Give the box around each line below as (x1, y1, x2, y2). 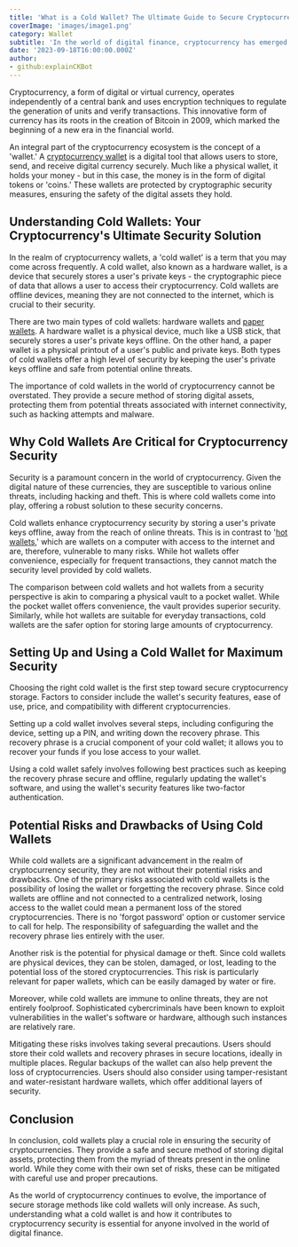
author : (9, 54, 38, 63)
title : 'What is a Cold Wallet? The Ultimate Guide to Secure (9, 12, 244, 22)
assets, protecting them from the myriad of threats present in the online (9, 1154, 271, 1165)
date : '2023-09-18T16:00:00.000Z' (9, 46, 137, 55)
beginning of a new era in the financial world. (9, 124, 175, 135)
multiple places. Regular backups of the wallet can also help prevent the (9, 1057, 273, 1069)
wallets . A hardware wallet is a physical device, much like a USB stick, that (9, 325, 281, 336)
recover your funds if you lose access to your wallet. (9, 747, 201, 757)
